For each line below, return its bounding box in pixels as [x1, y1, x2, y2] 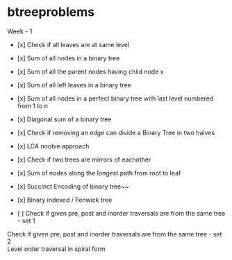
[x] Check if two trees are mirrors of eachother [17, 155, 151, 164]
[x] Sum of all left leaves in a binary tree [17, 80, 132, 89]
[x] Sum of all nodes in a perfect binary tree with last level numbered [17, 94, 214, 103]
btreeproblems [7, 4, 95, 20]
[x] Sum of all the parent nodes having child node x [17, 67, 164, 76]
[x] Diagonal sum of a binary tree [17, 115, 112, 123]
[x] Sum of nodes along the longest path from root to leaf [17, 168, 181, 177]
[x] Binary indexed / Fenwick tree [17, 196, 113, 204]
